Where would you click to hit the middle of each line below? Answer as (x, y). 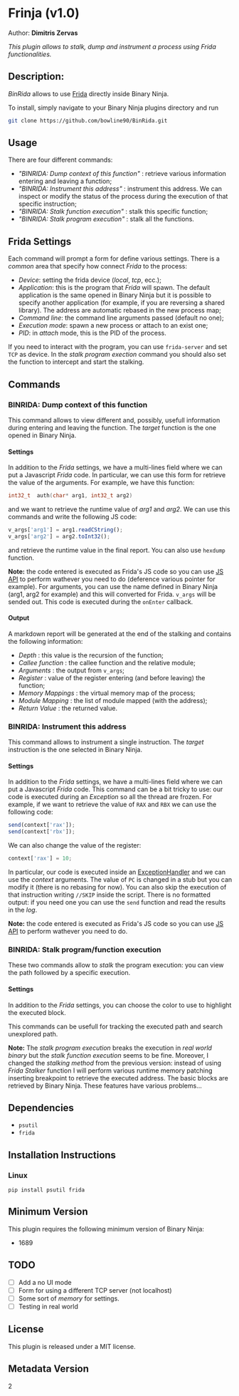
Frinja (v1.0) (44, 13)
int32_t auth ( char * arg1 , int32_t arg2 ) (70, 496)
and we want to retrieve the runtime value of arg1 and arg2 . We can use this (119, 509)
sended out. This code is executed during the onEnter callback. (101, 601)
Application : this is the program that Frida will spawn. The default (114, 288)
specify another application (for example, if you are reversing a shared (121, 303)
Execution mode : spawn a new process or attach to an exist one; (113, 325)
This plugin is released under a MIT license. (72, 1346)
